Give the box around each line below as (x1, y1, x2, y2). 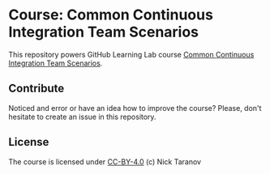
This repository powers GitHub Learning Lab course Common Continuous (8, 49, 255, 59)
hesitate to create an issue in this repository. (8, 112, 156, 121)
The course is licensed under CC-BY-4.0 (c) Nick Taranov (8, 156, 201, 167)
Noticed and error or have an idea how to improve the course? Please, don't (8, 103, 262, 112)
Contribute (8, 82, 65, 95)
